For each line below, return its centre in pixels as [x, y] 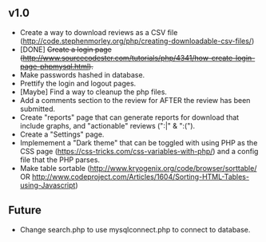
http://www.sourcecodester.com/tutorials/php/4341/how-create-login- [139, 58]
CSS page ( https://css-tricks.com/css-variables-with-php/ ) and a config [139, 151]
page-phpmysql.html [54, 66]
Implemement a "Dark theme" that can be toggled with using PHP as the [139, 142]
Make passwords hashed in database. [82, 74]
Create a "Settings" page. [62, 134]
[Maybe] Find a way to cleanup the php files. [93, 92]
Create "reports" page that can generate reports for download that [129, 117]
